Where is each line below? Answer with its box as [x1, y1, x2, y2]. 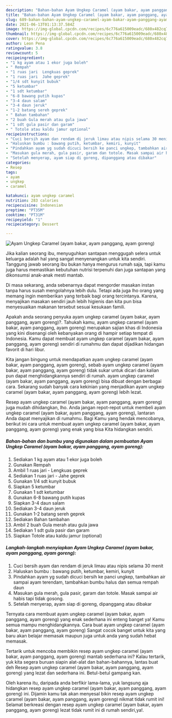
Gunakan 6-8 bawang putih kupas [13, 494, 85, 501]
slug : [6, 17, 17, 22]
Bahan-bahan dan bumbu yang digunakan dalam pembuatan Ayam [6, 438, 154, 444]
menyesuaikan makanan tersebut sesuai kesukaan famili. [6, 304, 126, 310]
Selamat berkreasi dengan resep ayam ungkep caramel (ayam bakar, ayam [6, 702, 163, 708]
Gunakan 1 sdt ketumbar [13, 489, 65, 495]
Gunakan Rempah [13, 462, 51, 468]
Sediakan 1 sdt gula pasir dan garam [13, 527, 90, 533]
